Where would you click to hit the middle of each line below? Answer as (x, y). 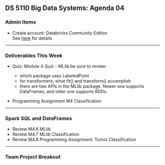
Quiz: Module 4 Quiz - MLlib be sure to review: (59, 66)
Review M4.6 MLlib (31, 129)
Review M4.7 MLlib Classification (46, 134)
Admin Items (21, 22)
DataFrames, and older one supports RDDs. (64, 91)
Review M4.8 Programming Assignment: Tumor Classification (74, 139)
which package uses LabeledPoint (54, 75)
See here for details (32, 38)
